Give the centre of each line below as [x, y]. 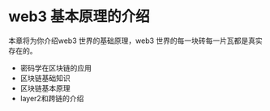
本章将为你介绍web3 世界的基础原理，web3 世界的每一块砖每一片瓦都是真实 [136, 41]
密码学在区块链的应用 [56, 68]
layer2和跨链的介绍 [52, 98]
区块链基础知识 [45, 78]
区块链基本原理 [45, 88]
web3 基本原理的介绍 [79, 17]
